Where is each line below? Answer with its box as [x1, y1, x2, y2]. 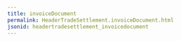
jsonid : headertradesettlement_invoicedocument [7, 23, 149, 30]
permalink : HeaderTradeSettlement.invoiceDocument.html [7, 17, 174, 24]
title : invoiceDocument [7, 10, 77, 17]
